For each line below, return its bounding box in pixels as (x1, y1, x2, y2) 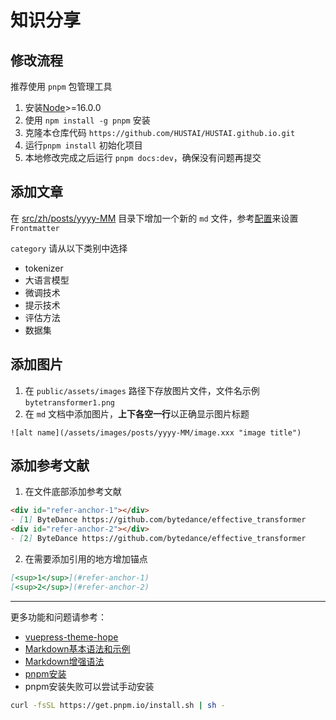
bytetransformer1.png (24, 397, 115, 408)
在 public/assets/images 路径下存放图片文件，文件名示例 (24, 384, 260, 396)
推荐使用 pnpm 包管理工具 (10, 81, 113, 92)
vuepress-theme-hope (24, 631, 119, 643)
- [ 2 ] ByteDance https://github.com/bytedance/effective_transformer (10, 534, 307, 544)
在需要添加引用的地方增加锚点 (24, 552, 148, 565)
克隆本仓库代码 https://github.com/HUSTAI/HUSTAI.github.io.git (24, 127, 296, 138)
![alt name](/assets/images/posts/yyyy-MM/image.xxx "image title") (10, 427, 302, 438)
